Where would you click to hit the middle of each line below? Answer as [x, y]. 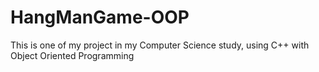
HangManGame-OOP [100, 17]
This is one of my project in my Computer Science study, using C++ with [160, 45]
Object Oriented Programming [72, 55]
